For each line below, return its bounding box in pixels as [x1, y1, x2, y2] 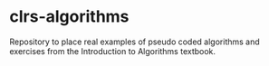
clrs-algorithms [9, 6, 130, 27]
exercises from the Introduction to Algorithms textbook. [9, 45, 216, 56]
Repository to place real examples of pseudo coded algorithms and [9, 36, 260, 47]
